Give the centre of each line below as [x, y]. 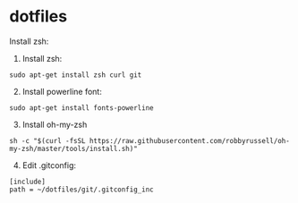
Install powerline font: [62, 91]
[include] [28, 182]
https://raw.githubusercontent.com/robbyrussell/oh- [190, 140]
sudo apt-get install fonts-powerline [81, 108]
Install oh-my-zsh [55, 124]
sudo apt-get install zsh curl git [76, 75]
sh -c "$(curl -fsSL [48, 140]
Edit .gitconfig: [49, 165]
